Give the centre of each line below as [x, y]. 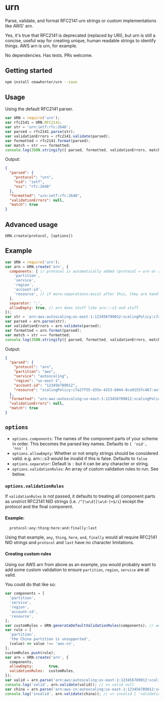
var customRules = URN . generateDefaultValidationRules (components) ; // [79, 626]
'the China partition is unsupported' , [50, 639]
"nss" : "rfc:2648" [32, 186]
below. [19, 474]
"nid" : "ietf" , [29, 182]
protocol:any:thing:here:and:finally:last [53, 528]
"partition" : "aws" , [35, 372]
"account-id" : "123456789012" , [46, 385]
